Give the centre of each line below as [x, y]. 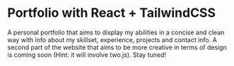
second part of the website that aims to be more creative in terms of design [117, 47]
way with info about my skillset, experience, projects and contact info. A [112, 39]
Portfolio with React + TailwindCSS [112, 13]
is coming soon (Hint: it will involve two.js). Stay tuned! [87, 55]
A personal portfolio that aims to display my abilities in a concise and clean [116, 32]
